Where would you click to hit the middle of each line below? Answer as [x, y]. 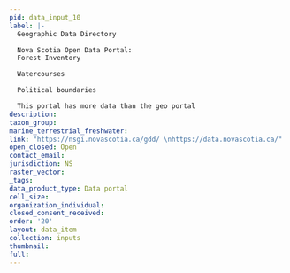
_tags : [21, 180]
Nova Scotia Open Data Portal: [75, 50]
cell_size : [29, 197]
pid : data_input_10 [45, 17]
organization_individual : [57, 205]
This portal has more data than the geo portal [107, 106]
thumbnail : [29, 246]
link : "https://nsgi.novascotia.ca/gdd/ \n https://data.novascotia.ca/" [146, 139]
